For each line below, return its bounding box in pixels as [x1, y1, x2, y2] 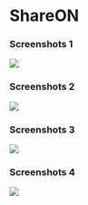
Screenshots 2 [9, 81, 75, 93]
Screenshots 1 [9, 38, 73, 51]
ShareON [9, 5, 80, 26]
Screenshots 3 [9, 123, 75, 136]
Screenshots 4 [9, 166, 75, 178]
